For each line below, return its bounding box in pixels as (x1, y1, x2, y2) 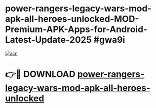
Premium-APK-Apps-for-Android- (5, 24, 148, 35)
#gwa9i (93, 34, 125, 46)
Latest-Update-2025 (5, 34, 92, 46)
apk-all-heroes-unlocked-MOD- (5, 13, 139, 25)
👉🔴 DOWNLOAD (5, 69, 76, 80)
